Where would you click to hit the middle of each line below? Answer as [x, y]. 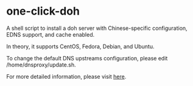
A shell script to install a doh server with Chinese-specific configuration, [97, 28]
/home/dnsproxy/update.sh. [41, 65]
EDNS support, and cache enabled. [51, 34]
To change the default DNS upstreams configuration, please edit [87, 58]
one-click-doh [43, 11]
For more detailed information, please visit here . [66, 76]
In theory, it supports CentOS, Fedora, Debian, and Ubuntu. [80, 46]
